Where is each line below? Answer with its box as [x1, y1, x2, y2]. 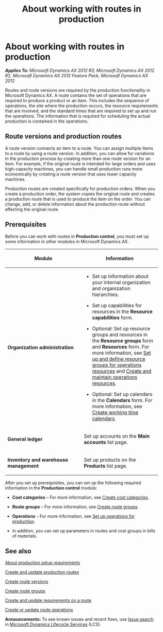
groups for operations [92, 361, 142, 368]
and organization [92, 285, 131, 292]
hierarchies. [92, 291, 119, 298]
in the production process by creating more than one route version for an [5, 156, 151, 161]
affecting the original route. [5, 206, 60, 212]
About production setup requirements [5, 560, 80, 566]
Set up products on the [84, 456, 136, 463]
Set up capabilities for [92, 302, 142, 309]
